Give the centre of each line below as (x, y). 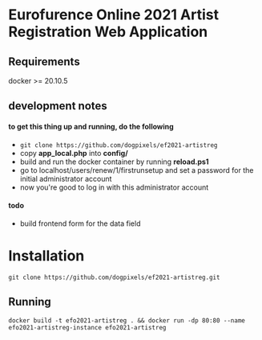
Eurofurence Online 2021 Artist (113, 15)
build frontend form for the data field (80, 223)
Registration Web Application (108, 32)
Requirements (44, 61)
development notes (58, 106)
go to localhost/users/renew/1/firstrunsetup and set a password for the (137, 170)
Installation (46, 256)
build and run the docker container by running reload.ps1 (115, 162)
